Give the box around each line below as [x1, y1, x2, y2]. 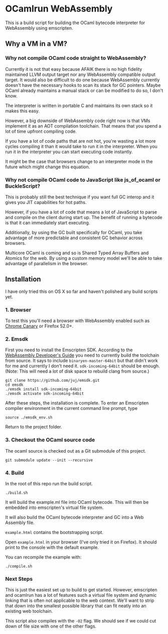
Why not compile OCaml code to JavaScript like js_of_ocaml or [5, 176, 160, 183]
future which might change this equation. [5, 164, 90, 170]
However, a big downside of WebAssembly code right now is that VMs [5, 118, 150, 124]
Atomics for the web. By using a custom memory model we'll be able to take [5, 255, 162, 261]
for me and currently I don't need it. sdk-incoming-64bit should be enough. [5, 363, 160, 369]
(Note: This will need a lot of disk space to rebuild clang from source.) [5, 368, 149, 374]
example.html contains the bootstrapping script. [5, 529, 104, 535]
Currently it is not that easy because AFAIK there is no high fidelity [5, 66, 142, 72]
